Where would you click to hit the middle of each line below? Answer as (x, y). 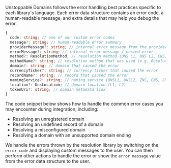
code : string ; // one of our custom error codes (62, 38)
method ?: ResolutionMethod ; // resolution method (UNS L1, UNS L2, (83, 56)
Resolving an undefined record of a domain (58, 124)
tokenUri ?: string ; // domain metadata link (58, 89)
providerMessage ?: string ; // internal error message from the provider (89, 47)
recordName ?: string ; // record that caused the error (69, 75)
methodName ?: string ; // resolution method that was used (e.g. (79, 61)
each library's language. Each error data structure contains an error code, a (84, 13)
